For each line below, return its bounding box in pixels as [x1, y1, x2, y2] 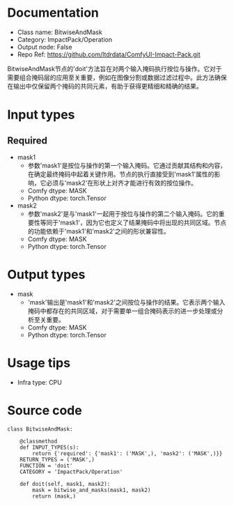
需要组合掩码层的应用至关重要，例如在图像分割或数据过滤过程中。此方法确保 [7, 73, 227, 82]
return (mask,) [32, 493, 77, 500]
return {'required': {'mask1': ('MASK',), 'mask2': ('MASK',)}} [32, 450, 223, 457]
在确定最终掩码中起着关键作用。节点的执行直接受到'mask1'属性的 [27, 169, 214, 178]
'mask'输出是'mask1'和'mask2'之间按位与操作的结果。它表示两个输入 [27, 298, 226, 306]
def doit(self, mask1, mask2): [19, 480, 111, 487]
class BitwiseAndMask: [7, 425, 73, 433]
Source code [7, 403, 82, 418]
